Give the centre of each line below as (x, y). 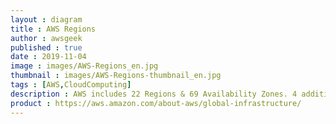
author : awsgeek (46, 38)
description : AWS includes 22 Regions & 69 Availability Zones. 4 (154, 94)
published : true (46, 47)
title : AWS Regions (53, 29)
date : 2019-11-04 (48, 57)
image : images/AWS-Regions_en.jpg (84, 66)
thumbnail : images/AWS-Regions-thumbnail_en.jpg (116, 76)
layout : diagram (46, 19)
